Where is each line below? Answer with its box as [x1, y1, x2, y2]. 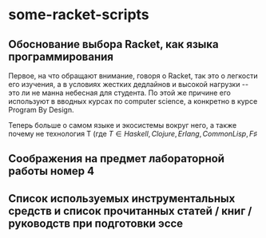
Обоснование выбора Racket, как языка [8, 38, 219, 51]
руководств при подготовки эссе [8, 216, 184, 230]
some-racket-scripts [8, 6, 149, 24]
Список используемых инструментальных [8, 192, 236, 205]
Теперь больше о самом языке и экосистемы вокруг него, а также [8, 121, 237, 129]
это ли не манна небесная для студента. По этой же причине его [8, 88, 232, 97]
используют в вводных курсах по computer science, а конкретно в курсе [8, 97, 258, 105]
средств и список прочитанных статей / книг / [8, 204, 252, 217]
